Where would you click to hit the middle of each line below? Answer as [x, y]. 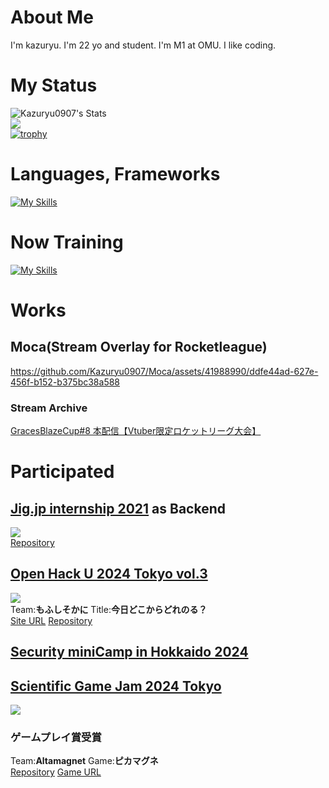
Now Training [67, 242]
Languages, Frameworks [115, 174]
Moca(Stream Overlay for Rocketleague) [139, 347]
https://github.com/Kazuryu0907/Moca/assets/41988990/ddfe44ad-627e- [164, 371]
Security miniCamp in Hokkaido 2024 [129, 652]
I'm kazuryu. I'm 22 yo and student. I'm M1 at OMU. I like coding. [143, 45]
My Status [54, 85]
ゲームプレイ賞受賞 [56, 737]
